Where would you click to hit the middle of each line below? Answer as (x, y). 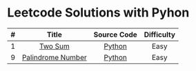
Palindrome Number (55, 57)
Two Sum (55, 46)
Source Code (116, 34)
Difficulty (160, 34)
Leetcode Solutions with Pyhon (98, 13)
